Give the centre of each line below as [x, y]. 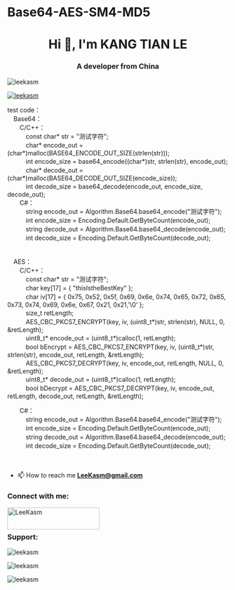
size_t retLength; [50, 313]
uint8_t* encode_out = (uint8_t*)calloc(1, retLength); [101, 338]
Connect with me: [38, 496]
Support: [23, 537]
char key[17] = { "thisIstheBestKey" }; [79, 288]
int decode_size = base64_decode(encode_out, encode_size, [114, 186]
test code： [24, 110]
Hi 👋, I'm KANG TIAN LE [118, 45]
